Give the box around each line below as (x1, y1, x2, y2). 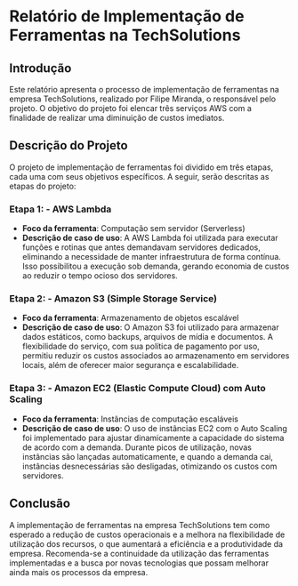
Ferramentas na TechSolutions (9, 25, 241, 45)
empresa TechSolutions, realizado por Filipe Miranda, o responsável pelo (9, 93, 277, 104)
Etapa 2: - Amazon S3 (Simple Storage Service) (9, 293, 218, 305)
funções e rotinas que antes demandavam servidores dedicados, (21, 242, 261, 253)
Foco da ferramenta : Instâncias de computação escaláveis (21, 413, 238, 424)
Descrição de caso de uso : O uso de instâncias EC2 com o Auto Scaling (21, 422, 287, 433)
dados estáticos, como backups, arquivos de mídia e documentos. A (21, 332, 274, 342)
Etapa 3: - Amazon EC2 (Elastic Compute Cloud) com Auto (9, 382, 267, 395)
